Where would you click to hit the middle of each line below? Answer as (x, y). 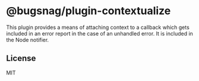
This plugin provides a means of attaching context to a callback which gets (98, 27)
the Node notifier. (28, 40)
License (21, 58)
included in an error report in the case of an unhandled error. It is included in (99, 33)
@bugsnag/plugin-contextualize (89, 11)
